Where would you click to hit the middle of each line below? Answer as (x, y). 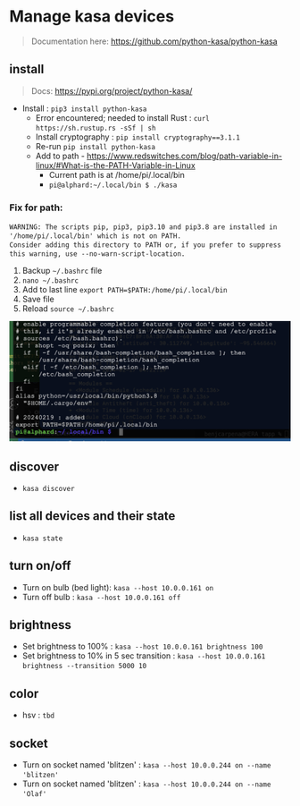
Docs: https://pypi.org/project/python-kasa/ (112, 90)
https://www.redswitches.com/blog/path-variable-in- (184, 156)
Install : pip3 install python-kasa (84, 108)
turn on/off (40, 566)
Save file (38, 299)
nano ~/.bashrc (50, 281)
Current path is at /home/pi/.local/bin (117, 174)
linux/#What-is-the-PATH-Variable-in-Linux (116, 165)
